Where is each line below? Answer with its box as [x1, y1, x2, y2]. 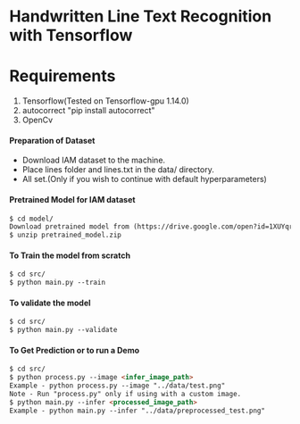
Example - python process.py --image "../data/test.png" [9, 381, 226, 390]
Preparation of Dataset [9, 135, 96, 145]
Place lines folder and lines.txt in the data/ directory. [21, 164, 214, 175]
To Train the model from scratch [9, 250, 131, 261]
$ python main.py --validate [9, 326, 118, 335]
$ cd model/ [9, 214, 54, 223]
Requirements [9, 66, 116, 87]
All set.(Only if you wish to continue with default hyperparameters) [21, 174, 268, 185]
